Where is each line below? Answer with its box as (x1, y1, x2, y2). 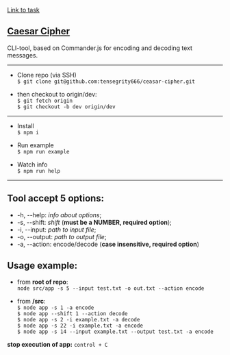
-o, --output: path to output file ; (16, 232, 107, 241)
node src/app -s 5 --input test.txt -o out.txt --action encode (16, 285, 205, 292)
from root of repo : (16, 278, 68, 286)
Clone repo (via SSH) (16, 71, 77, 79)
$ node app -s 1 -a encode (16, 304, 94, 311)
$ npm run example (16, 148, 70, 155)
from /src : (16, 297, 46, 306)
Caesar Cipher (7, 25, 71, 37)
